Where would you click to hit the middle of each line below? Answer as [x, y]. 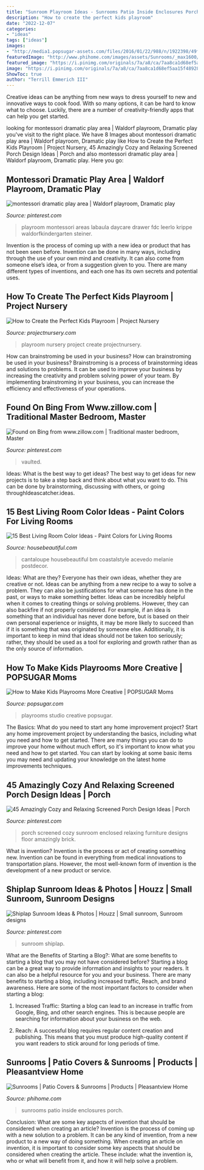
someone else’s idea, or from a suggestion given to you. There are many [97, 264]
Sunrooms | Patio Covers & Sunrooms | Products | [102, 1063]
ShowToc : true [24, 74]
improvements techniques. [39, 766]
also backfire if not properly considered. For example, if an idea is [89, 610]
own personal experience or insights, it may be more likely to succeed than [100, 623]
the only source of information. [45, 649]
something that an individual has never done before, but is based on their [98, 617]
